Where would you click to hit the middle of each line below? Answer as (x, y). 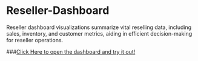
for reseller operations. (35, 40)
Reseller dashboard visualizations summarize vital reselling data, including (99, 27)
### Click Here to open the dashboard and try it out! (71, 51)
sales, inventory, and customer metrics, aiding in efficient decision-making (99, 33)
